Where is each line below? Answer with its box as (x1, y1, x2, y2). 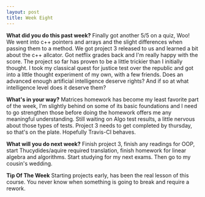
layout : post (6, 9, 40, 15)
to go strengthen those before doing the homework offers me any (6, 109, 172, 116)
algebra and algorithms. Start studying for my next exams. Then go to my (6, 153, 191, 160)
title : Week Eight (6, 15, 53, 21)
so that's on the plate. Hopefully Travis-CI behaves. (6, 128, 136, 136)
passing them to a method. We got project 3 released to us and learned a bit (6, 44, 199, 52)
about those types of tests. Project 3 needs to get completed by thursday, (6, 122, 193, 129)
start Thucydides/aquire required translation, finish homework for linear (6, 147, 187, 154)
